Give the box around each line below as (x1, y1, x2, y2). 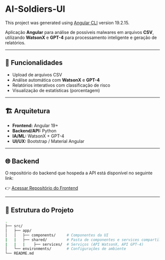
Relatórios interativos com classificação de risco (12, 82, 110, 88)
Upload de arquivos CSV (12, 71, 62, 77)
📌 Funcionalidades (5, 59, 63, 67)
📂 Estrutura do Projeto (5, 206, 74, 214)
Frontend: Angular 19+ (12, 122, 58, 129)
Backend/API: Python (12, 128, 56, 133)
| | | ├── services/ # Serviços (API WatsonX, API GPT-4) (5, 242, 144, 247)
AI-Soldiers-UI (5, 3, 65, 15)
